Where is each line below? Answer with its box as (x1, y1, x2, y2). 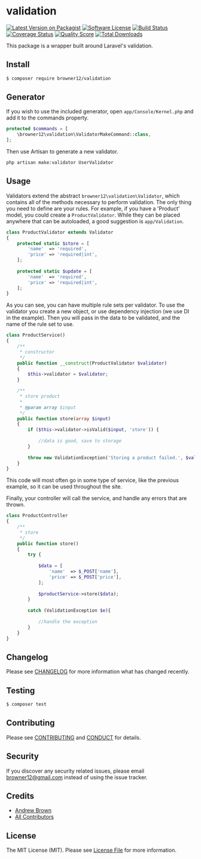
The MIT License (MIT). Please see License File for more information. (6, 846, 176, 854)
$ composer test (6, 701, 47, 707)
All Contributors (14, 813, 54, 821)
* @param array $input (19, 404, 77, 411)
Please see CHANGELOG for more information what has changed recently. (6, 668, 190, 675)
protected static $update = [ (17, 268, 93, 274)
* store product (19, 393, 60, 399)
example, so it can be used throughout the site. (6, 483, 123, 490)
